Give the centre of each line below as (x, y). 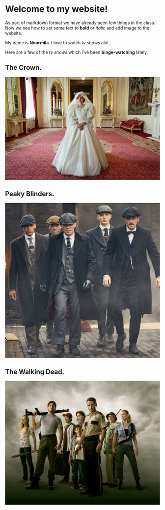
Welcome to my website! (56, 9)
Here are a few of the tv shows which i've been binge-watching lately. (77, 52)
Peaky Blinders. (30, 194)
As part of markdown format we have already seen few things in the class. (80, 23)
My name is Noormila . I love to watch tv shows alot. (58, 42)
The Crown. (23, 68)
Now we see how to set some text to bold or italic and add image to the (77, 28)
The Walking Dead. (35, 372)
